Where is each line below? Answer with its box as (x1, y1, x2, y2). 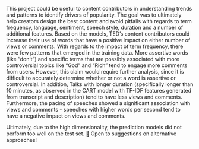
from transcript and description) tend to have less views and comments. (6, 93, 182, 100)
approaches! (6, 137, 37, 143)
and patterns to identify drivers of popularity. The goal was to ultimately (6, 11, 182, 18)
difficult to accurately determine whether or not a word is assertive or (6, 74, 176, 81)
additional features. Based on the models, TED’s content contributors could (6, 30, 190, 37)
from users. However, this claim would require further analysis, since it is (6, 68, 184, 75)
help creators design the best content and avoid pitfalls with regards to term (6, 18, 192, 24)
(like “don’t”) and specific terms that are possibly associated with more (6, 56, 180, 62)
